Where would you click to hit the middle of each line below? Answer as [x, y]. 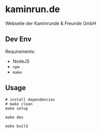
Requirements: [20, 51]
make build [17, 126]
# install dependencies [30, 100]
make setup [17, 108]
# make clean [19, 104]
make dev [14, 117]
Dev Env [18, 39]
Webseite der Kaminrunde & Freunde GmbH [51, 23]
